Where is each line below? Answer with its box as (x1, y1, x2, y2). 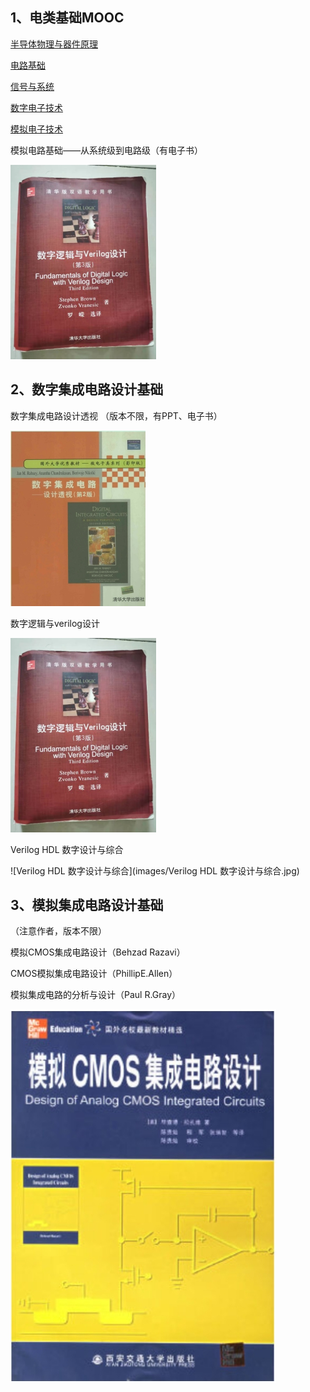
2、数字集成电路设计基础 (10, 381, 164, 398)
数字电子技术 (10, 101, 63, 113)
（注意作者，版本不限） (10, 925, 107, 937)
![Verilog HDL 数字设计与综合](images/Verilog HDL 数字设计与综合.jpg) (10, 864, 300, 877)
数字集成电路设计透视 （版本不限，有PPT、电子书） (10, 409, 223, 422)
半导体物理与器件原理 (10, 38, 98, 50)
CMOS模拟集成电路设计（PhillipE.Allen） (10, 968, 178, 980)
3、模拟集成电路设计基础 (10, 897, 164, 914)
